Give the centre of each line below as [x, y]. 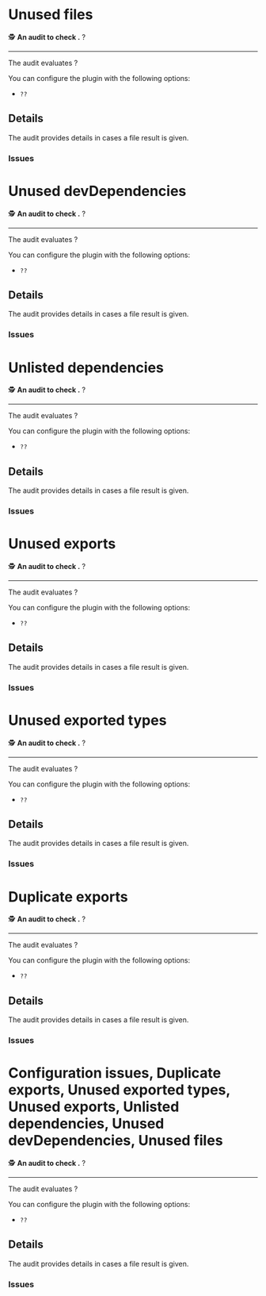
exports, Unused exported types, [120, 1090]
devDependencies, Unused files [116, 1141]
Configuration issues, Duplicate [115, 1073]
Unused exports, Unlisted [94, 1107]
